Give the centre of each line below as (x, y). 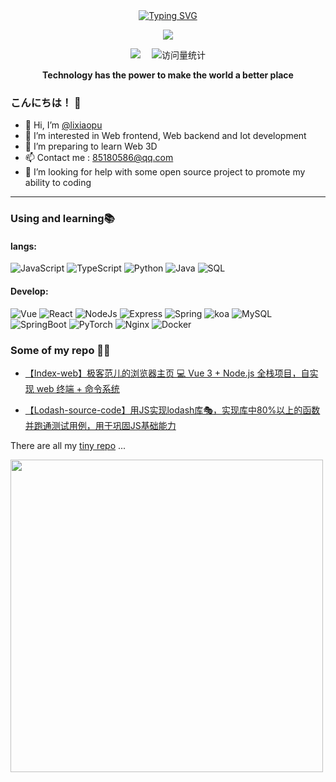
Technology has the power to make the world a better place (168, 75)
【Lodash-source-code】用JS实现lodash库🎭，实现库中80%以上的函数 (172, 410)
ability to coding (58, 183)
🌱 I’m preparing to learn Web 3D (91, 146)
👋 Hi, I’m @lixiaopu (63, 125)
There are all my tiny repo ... (68, 445)
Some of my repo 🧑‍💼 (60, 350)
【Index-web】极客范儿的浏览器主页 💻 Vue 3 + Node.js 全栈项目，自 (167, 373)
